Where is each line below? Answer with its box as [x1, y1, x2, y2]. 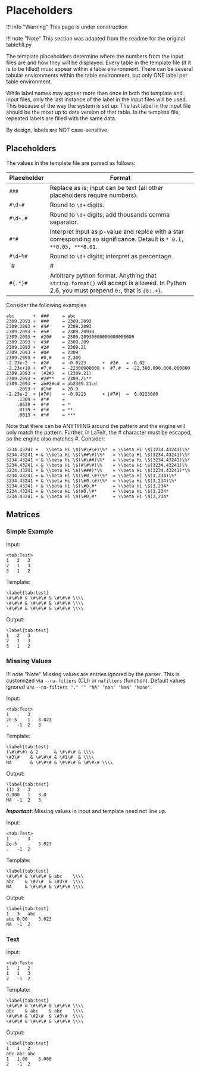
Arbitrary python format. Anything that [49, 271, 157, 280]
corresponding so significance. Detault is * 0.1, [49, 235, 185, 243]
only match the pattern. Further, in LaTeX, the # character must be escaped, [6, 429, 192, 436]
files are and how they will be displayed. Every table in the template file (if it [6, 59, 192, 66]
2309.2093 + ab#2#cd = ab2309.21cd [6, 380, 97, 387]
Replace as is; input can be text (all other [49, 183, 164, 192]
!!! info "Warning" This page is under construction [6, 23, 128, 30]
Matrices [6, 510, 40, 520]
